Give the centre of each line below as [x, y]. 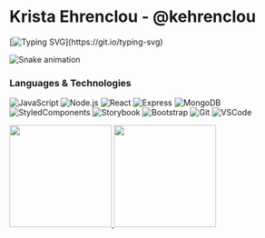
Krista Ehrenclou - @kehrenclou [133, 17]
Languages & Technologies [70, 83]
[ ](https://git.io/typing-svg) [86, 42]
